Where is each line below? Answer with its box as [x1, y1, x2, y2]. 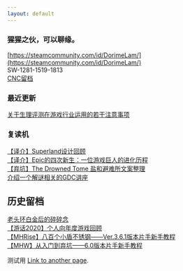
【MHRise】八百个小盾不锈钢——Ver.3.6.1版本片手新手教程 [7, 233, 176, 241]
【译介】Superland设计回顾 [7, 147, 86, 155]
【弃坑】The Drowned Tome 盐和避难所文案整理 [7, 164, 145, 173]
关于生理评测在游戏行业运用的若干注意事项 [7, 110, 130, 119]
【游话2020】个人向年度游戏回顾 [7, 224, 103, 233]
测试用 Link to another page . [7, 256, 89, 265]
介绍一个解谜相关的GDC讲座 [7, 173, 89, 182]
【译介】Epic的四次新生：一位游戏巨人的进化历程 [7, 155, 149, 164]
